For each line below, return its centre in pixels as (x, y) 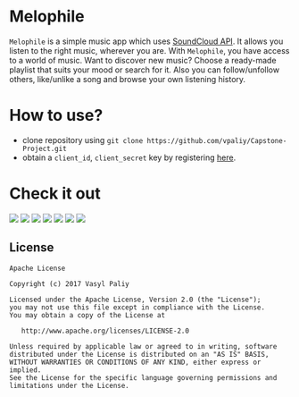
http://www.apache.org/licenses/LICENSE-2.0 (105, 331)
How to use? (56, 116)
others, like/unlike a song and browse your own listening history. (128, 79)
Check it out (55, 194)
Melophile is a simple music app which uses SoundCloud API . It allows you (146, 41)
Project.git (44, 148)
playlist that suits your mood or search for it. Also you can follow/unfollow (144, 70)
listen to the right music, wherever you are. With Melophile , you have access (149, 50)
